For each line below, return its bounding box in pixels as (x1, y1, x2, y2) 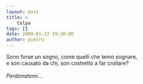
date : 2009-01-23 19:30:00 (6, 31, 74, 37)
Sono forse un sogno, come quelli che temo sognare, (6, 53, 138, 60)
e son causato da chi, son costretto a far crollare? (6, 59, 129, 67)
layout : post (6, 8, 39, 15)
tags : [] (6, 25, 28, 32)
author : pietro (6, 37, 44, 43)
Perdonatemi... (6, 73, 43, 79)
